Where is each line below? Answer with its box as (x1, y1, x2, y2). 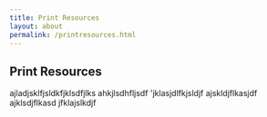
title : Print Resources (9, 13, 100, 23)
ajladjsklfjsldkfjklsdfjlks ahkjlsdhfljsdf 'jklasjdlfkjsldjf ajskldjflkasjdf (9, 88, 258, 99)
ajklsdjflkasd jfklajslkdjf (9, 97, 97, 109)
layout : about (9, 22, 64, 31)
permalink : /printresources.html (9, 30, 137, 39)
